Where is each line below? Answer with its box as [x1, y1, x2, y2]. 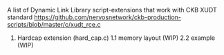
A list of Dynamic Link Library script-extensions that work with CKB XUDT [7, 6, 217, 14]
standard [7, 13, 33, 21]
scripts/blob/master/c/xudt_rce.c [7, 21, 101, 28]
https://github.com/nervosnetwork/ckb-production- [34, 13, 182, 21]
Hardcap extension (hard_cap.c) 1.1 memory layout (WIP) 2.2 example [17, 34, 216, 42]
